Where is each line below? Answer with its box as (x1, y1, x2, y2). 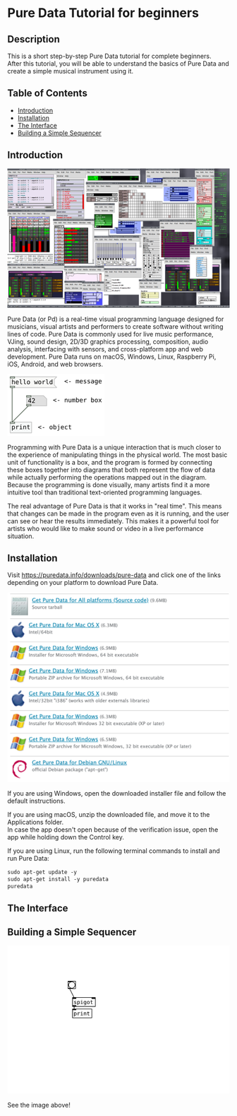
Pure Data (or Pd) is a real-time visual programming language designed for (7, 315, 224, 323)
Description (7, 33, 60, 45)
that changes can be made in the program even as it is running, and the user (7, 509, 229, 518)
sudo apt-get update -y (7, 868, 78, 876)
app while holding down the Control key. (7, 833, 125, 842)
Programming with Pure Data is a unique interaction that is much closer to (7, 443, 221, 451)
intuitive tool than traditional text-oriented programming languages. (7, 488, 202, 496)
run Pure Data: (7, 854, 49, 863)
